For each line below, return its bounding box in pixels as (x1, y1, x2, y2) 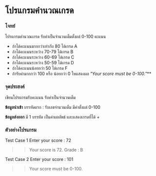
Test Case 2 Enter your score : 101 (5, 156, 74, 162)
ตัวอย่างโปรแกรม (5, 126, 37, 133)
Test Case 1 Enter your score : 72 (5, 137, 72, 143)
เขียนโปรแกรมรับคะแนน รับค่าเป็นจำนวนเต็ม (5, 94, 76, 100)
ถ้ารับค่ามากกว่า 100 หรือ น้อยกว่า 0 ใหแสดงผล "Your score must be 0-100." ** (12, 71, 152, 77)
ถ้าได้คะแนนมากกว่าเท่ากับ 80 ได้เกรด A (12, 43, 78, 49)
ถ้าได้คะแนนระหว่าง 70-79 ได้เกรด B (12, 49, 74, 55)
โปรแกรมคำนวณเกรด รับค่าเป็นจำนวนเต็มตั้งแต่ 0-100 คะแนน (5, 34, 106, 39)
